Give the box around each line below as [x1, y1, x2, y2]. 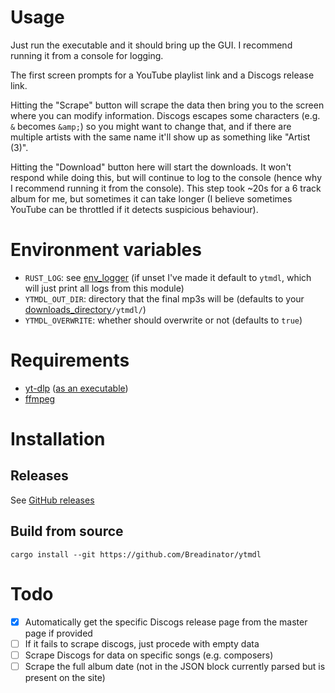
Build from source [10, 523, 124, 540]
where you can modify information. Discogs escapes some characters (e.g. [10, 109, 321, 121]
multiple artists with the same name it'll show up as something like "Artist [10, 131, 311, 143]
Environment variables [10, 239, 202, 261]
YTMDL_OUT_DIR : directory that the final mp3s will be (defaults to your [24, 292, 305, 305]
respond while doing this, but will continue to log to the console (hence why [10, 171, 323, 183]
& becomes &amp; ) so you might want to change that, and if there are [10, 120, 292, 132]
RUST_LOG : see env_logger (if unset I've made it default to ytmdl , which [24, 271, 312, 283]
